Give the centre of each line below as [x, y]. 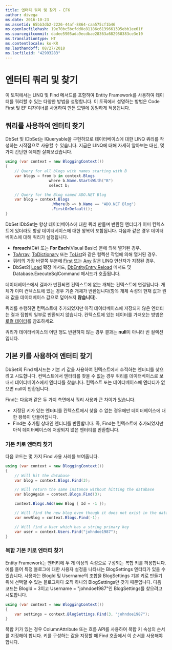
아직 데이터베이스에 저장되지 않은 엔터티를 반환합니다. [66, 429]
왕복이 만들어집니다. [38, 417]
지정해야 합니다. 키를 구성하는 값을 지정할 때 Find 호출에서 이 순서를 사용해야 [87, 636]
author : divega [21, 15]
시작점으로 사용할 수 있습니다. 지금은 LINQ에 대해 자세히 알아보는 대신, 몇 [92, 145]
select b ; [59, 185]
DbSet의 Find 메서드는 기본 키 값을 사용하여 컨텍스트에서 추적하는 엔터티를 [80, 369]
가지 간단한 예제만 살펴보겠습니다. [39, 152]
